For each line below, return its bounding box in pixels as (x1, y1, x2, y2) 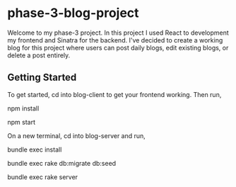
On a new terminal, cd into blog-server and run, (7, 131, 146, 140)
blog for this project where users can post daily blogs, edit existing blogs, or (7, 43, 229, 52)
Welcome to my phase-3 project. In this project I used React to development (7, 28, 230, 37)
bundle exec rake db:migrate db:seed (7, 159, 117, 167)
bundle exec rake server (7, 172, 78, 181)
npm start (7, 118, 36, 126)
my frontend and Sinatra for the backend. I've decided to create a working (7, 35, 223, 44)
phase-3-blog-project (7, 5, 139, 21)
